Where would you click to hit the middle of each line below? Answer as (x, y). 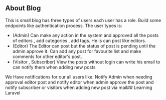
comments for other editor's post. (47, 56)
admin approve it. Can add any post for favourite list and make (77, 51)
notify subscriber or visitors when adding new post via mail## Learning (79, 87)
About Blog (23, 8)
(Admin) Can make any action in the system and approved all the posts (86, 35)
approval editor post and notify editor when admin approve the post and (79, 82)
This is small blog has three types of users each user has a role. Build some (83, 20)
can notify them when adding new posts (54, 67)
